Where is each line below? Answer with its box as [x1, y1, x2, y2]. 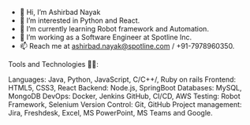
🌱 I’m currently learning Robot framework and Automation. [19, 24, 209, 33]
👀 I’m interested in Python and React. [19, 16, 140, 25]
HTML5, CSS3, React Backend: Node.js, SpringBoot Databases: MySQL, [8, 83, 242, 92]
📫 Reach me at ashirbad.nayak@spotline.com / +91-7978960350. [19, 42, 235, 50]
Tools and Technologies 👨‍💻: [8, 60, 99, 68]
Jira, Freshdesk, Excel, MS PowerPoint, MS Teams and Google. [8, 108, 213, 117]
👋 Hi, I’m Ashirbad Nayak [19, 8, 101, 17]
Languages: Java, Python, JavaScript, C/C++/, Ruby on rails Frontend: [8, 75, 237, 84]
